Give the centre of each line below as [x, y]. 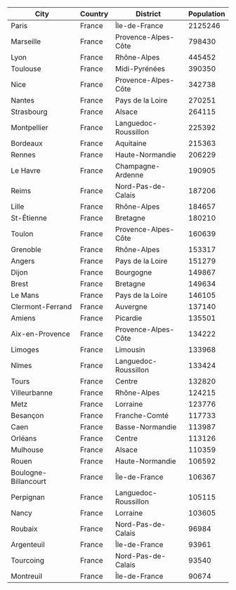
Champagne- [137, 166]
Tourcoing [27, 560]
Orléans [24, 438]
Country [94, 14]
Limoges [25, 349]
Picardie [129, 318]
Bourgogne [133, 272]
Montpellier [29, 127]
